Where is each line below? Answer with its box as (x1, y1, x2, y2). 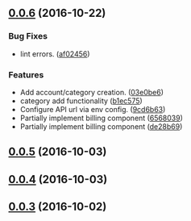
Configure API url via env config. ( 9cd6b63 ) (19, 104, 166, 114)
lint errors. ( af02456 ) (19, 48, 90, 59)
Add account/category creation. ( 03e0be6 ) (19, 87, 164, 97)
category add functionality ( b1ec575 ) (19, 96, 143, 106)
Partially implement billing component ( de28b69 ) (19, 121, 183, 131)
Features (8, 69, 44, 80)
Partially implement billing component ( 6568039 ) (19, 113, 184, 123)
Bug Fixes (8, 31, 48, 42)
